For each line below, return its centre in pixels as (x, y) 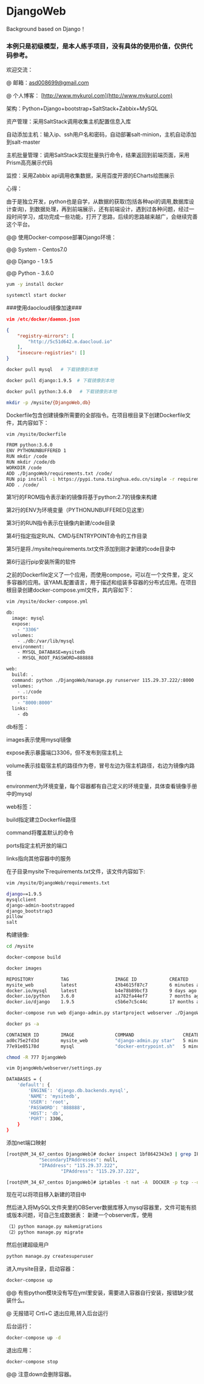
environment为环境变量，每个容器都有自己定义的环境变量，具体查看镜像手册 (102, 786)
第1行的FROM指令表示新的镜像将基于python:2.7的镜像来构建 (82, 497)
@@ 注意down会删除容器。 (40, 1374)
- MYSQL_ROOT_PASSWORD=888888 (56, 658)
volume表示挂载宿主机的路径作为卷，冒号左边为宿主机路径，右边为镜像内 (98, 765)
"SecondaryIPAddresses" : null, (78, 1160)
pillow (15, 917)
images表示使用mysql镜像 (39, 740)
